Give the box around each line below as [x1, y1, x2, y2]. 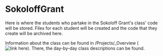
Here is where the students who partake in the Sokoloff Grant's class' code [5, 20, 158, 26]
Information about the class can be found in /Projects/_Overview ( [5, 40, 139, 46]
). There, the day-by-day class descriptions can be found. [27, 45, 145, 51]
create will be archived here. [5, 30, 63, 36]
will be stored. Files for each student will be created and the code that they [5, 25, 158, 31]
